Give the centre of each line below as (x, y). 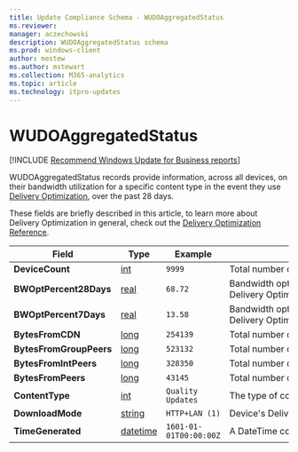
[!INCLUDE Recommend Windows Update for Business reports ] (125, 160)
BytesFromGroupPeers (63, 349)
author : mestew (37, 59)
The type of (253, 396)
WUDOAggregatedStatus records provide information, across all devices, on (149, 178)
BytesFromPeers (50, 378)
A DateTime (253, 432)
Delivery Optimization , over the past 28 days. (92, 196)
